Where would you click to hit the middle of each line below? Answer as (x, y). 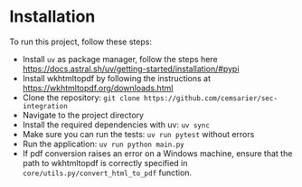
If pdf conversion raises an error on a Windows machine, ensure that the (157, 153)
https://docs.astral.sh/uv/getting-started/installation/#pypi (131, 69)
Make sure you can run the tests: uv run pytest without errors (138, 134)
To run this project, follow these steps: (80, 42)
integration (45, 106)
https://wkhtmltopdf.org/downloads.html (98, 88)
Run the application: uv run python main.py (103, 144)
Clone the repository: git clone (81, 98)
